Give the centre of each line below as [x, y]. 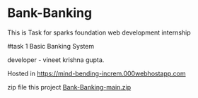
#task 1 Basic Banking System [51, 46]
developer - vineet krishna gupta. [56, 60]
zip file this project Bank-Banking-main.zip [69, 87]
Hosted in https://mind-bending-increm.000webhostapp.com [97, 73]
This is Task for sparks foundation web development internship [99, 32]
